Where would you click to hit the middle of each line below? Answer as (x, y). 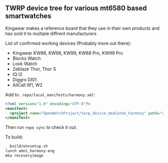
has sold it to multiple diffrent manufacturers (51, 33)
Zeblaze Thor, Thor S (34, 69)
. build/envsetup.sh (27, 146)
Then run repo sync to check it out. (41, 127)
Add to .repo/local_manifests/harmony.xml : (50, 94)
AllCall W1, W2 (27, 85)
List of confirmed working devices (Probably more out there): (68, 43)
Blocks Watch (26, 58)
